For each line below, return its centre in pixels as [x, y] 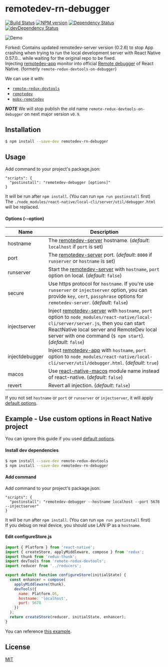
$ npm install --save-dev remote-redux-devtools [57, 461]
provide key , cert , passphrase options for [96, 296]
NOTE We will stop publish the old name [46, 108]
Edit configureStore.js [28, 537]
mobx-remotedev [28, 99]
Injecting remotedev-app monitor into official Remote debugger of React [79, 63]
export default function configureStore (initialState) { [66, 575]
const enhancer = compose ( [38, 580]
